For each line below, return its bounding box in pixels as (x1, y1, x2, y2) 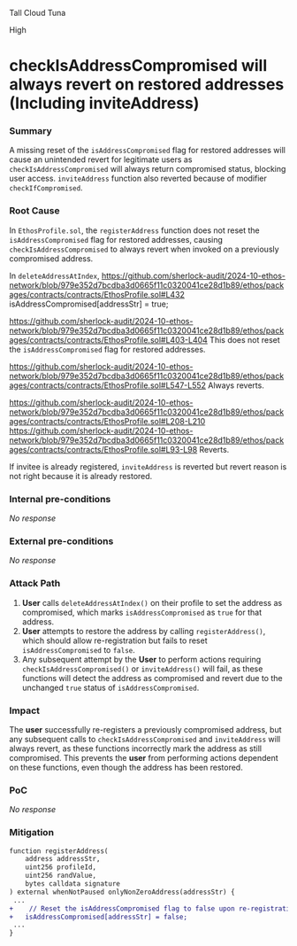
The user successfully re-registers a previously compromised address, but (9, 724, 282, 734)
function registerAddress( (9, 846, 109, 856)
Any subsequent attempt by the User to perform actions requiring (21, 654, 262, 664)
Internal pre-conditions (9, 492, 111, 505)
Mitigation (9, 826, 55, 839)
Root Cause (9, 205, 60, 217)
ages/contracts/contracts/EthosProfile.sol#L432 (9, 289, 186, 299)
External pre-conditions (9, 535, 114, 547)
